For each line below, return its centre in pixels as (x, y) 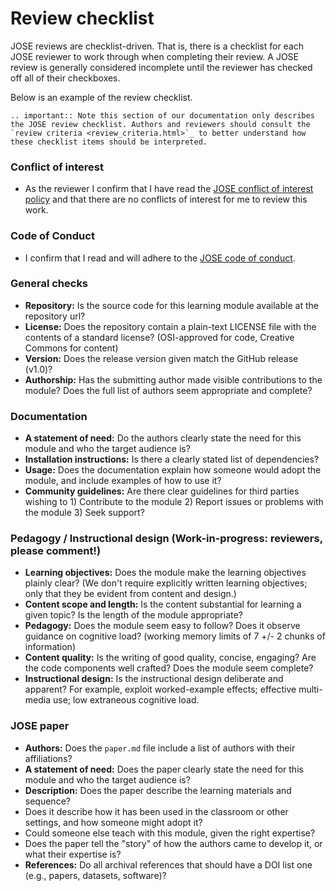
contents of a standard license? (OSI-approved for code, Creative (159, 337)
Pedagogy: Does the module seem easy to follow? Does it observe (162, 626)
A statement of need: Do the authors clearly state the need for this (163, 438)
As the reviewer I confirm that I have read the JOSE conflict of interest (169, 189)
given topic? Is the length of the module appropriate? (133, 615)
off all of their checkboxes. (65, 78)
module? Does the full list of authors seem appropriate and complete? (168, 390)
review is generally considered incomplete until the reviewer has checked (161, 67)
